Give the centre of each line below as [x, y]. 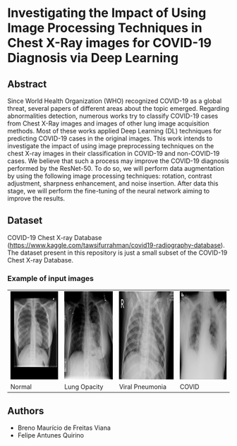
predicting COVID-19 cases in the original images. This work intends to [110, 138]
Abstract [27, 84]
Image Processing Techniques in [105, 28]
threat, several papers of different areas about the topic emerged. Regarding [118, 108]
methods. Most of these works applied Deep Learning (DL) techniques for [115, 131]
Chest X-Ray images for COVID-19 [109, 43]
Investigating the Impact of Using [107, 13]
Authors [26, 411]
